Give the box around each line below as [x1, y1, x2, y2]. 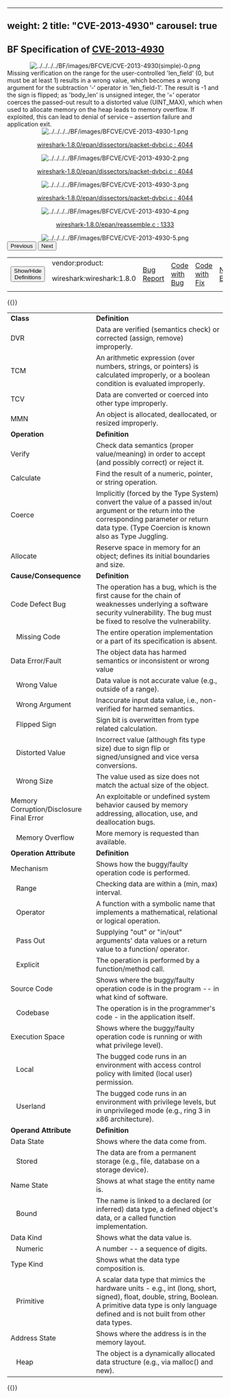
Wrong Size [16, 777, 53, 786]
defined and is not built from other [95, 1309, 206, 1319]
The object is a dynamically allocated [95, 1349, 216, 1358]
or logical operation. [95, 916, 161, 926]
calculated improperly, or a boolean [95, 370, 210, 380]
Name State [10, 1180, 49, 1190]
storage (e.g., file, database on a [95, 1156, 200, 1166]
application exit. [7, 120, 52, 128]
